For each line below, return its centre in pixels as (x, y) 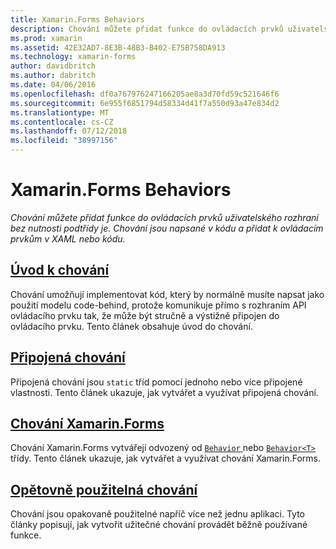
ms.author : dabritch (53, 76)
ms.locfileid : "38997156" (64, 141)
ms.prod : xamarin (46, 38)
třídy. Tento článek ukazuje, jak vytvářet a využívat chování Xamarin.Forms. (166, 458)
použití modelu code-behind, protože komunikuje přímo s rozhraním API (158, 305)
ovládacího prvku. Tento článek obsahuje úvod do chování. (131, 326)
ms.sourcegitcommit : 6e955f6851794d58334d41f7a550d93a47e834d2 (145, 103)
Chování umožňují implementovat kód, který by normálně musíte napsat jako (167, 294)
